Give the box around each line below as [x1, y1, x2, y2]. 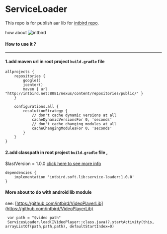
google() [23, 78, 41, 83]
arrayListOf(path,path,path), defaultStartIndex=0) [5, 224, 114, 229]
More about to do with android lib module [5, 189, 92, 195]
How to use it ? [5, 41, 36, 47]
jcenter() [23, 82, 43, 87]
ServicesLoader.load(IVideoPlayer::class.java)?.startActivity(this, [7, 220, 155, 225]
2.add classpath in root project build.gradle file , [5, 149, 108, 155]
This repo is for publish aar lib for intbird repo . [5, 20, 99, 26]
